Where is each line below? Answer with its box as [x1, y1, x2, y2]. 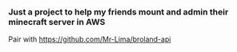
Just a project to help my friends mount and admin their [8, 6, 229, 18]
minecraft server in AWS [8, 16, 106, 27]
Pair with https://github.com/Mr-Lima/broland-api [8, 34, 171, 44]
